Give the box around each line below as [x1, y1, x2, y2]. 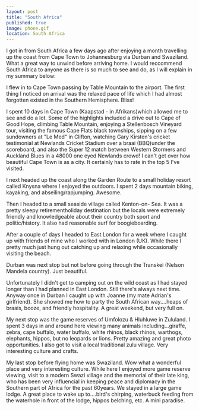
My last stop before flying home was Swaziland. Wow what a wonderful [6, 359, 181, 366]
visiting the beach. [6, 250, 52, 257]
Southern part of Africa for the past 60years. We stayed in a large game [6, 384, 182, 392]
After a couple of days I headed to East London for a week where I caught [6, 231, 187, 238]
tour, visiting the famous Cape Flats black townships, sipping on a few [6, 127, 177, 134]
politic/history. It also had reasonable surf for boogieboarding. [6, 219, 158, 226]
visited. [6, 165, 24, 172]
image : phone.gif [6, 25, 49, 31]
